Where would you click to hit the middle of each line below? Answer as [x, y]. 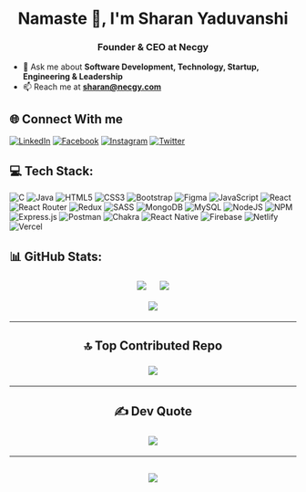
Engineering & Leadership [72, 77]
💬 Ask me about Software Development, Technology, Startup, [141, 67]
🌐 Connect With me [66, 119]
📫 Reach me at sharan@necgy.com [92, 87]
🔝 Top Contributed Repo [153, 346]
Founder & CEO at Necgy [153, 47]
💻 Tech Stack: [51, 171]
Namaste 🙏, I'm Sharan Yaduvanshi [153, 19]
